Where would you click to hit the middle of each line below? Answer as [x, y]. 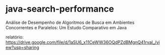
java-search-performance [60, 9]
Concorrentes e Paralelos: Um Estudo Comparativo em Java [66, 27]
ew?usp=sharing [23, 47]
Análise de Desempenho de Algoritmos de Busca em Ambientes [70, 22]
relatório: [15, 37]
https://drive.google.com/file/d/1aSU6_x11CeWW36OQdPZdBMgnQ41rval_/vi [83, 42]
